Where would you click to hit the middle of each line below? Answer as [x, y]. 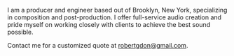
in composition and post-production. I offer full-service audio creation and [115, 17]
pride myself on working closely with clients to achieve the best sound [109, 25]
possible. [20, 32]
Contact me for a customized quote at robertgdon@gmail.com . [98, 45]
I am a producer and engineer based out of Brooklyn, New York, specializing [117, 10]
